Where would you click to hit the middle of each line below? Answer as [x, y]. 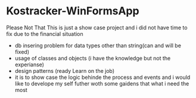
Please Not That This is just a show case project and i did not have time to [97, 27]
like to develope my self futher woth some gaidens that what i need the [102, 83]
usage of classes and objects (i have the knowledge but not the [93, 58]
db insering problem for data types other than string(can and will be [98, 45]
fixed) [22, 51]
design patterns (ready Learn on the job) [65, 71]
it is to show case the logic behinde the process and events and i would [102, 77]
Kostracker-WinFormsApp [73, 11]
